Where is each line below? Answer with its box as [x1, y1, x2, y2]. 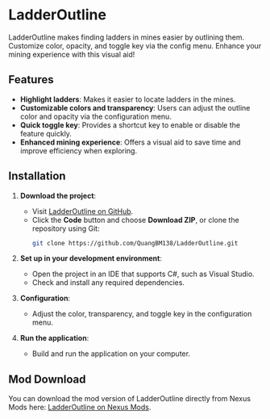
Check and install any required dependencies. [31, 278, 185, 287]
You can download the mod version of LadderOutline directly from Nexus [8, 394, 251, 404]
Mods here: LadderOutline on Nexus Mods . [8, 402, 152, 413]
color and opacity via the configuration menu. [19, 111, 172, 121]
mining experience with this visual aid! [8, 49, 135, 59]
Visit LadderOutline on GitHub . [31, 206, 134, 216]
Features [8, 73, 54, 86]
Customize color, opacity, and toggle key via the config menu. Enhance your [8, 40, 262, 50]
